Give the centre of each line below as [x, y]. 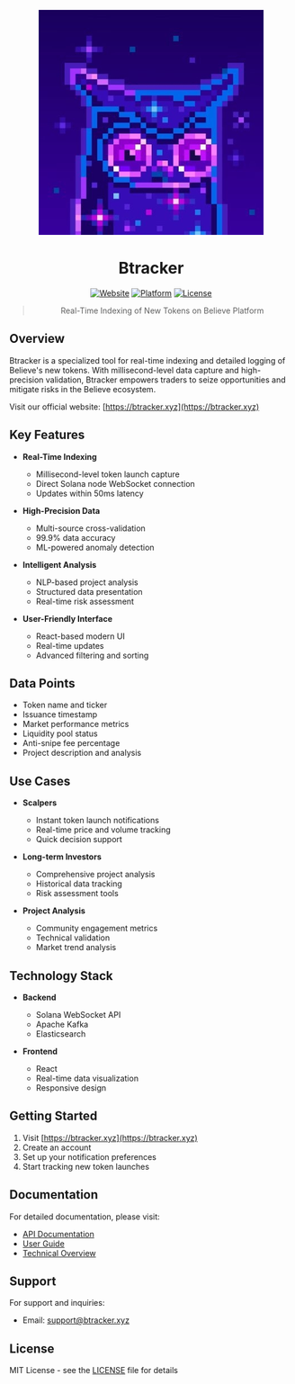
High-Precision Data [61, 510]
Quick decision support [79, 840]
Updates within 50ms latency [89, 493]
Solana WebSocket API [78, 1015]
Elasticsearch [61, 1034]
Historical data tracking [79, 884]
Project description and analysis [82, 753]
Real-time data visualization [87, 1078]
